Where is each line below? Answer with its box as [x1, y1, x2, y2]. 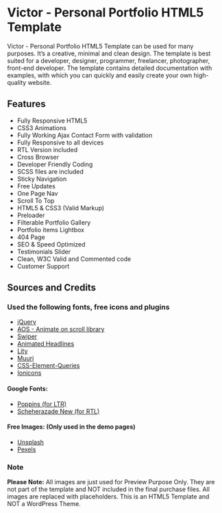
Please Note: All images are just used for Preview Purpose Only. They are [7, 478, 215, 486]
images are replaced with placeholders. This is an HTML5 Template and [7, 492, 210, 501]
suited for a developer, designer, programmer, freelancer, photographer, [7, 56, 210, 64]
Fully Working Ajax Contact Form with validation [16, 131, 153, 139]
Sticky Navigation [16, 175, 67, 183]
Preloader [16, 211, 45, 219]
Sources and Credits [7, 282, 97, 294]
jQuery [16, 318, 36, 326]
